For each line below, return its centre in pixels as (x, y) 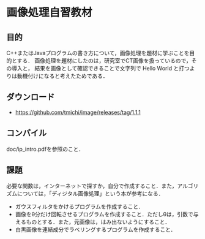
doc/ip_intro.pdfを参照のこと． (45, 149)
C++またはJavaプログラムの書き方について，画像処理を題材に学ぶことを (98, 53)
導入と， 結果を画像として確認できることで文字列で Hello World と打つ (100, 68)
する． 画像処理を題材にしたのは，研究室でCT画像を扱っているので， (104, 61)
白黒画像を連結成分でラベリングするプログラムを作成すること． (95, 230)
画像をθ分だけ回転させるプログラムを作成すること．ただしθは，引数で (104, 214)
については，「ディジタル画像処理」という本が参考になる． (90, 194)
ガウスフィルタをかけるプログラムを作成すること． (79, 207)
